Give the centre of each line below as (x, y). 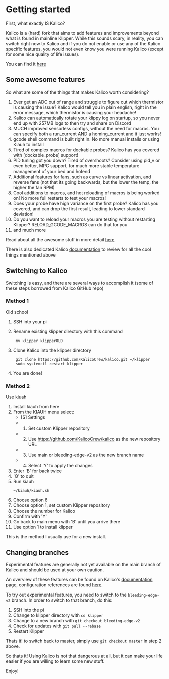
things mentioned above (31, 254)
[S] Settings (33, 417)
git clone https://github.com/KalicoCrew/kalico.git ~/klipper (83, 359)
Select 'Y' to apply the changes (60, 466)
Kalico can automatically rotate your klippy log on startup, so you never (87, 118)
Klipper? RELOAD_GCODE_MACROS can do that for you (70, 224)
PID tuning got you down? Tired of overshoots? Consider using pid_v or (87, 160)
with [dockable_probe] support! (45, 155)
